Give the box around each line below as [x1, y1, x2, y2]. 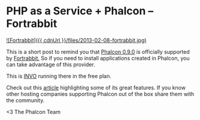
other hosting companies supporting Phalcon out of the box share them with [6, 90, 195, 97]
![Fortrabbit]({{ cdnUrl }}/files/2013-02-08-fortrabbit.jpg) [6, 36, 147, 44]
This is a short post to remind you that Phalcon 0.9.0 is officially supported [6, 48, 190, 55]
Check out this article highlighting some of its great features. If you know [6, 84, 186, 91]
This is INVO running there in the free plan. [6, 72, 112, 79]
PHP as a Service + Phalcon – [6, 4, 154, 18]
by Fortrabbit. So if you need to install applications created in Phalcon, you [6, 54, 190, 61]
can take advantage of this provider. [6, 61, 96, 68]
